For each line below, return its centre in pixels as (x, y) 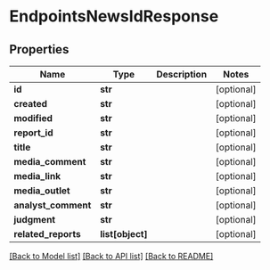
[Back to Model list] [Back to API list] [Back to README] (111, 256)
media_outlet (42, 191)
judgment (35, 220)
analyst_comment (53, 205)
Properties (39, 49)
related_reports (48, 234)
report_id (33, 133)
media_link (37, 176)
